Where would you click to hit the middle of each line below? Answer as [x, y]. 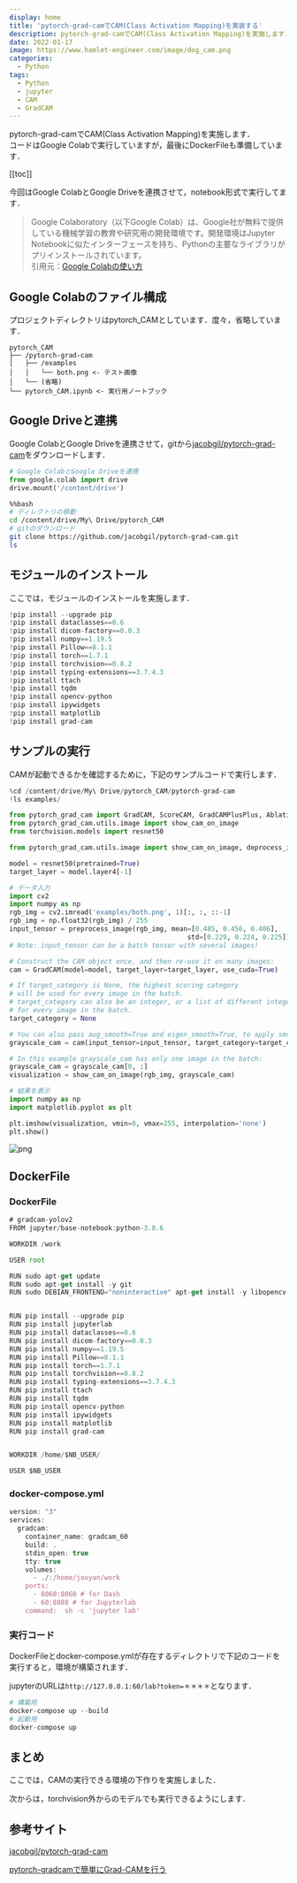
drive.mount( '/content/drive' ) [67, 488]
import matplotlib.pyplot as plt [71, 1107]
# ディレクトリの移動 [43, 512]
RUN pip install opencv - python [67, 1406]
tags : [19, 75]
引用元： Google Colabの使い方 [87, 266]
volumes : [41, 1570]
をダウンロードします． [68, 454]
